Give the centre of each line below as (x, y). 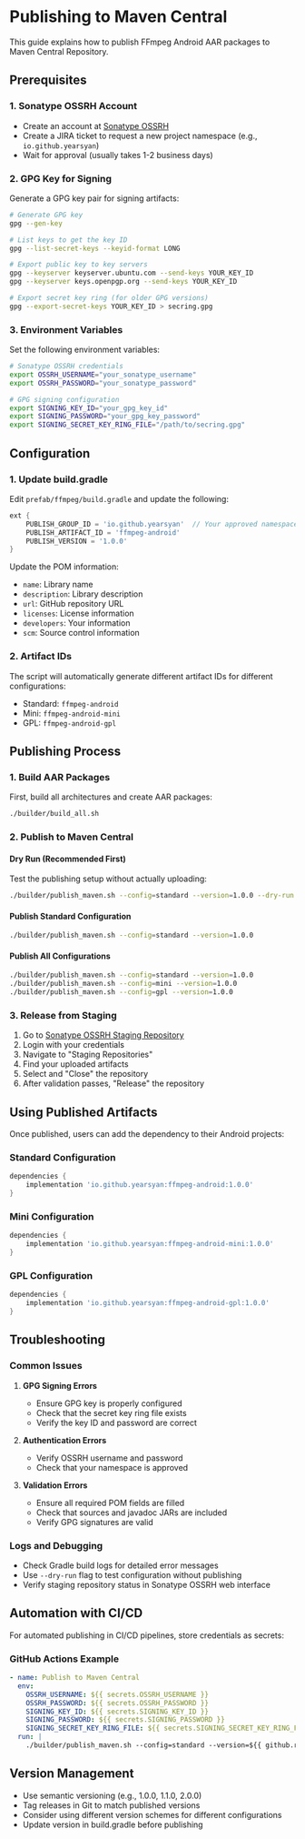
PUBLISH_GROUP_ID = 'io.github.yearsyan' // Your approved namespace (162, 524)
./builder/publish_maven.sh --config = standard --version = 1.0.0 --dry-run (152, 896)
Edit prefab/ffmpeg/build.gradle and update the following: (119, 498)
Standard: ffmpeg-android (70, 703)
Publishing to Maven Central (118, 17)
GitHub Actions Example (64, 1659)
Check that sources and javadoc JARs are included (132, 1512)
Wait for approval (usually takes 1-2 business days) (118, 155)
